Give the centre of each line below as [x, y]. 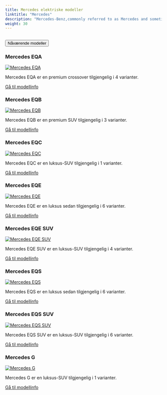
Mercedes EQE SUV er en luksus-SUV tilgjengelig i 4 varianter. [69, 249]
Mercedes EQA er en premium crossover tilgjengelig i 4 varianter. [72, 77]
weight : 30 [16, 24]
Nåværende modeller [27, 43]
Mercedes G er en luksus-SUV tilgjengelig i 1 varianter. [61, 378]
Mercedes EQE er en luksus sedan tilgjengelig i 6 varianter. [65, 206]
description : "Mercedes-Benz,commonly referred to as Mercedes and [77, 19]
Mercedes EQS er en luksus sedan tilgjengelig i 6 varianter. [65, 292]
